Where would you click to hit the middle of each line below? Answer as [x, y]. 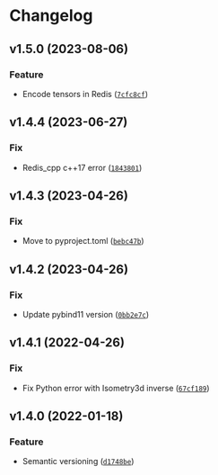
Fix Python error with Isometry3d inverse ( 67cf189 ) [116, 388]
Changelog [51, 16]
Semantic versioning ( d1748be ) [78, 462]
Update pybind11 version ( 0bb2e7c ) [86, 314]
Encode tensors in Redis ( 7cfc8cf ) [85, 94]
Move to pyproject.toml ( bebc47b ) [83, 241]
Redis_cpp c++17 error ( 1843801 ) [82, 167]
